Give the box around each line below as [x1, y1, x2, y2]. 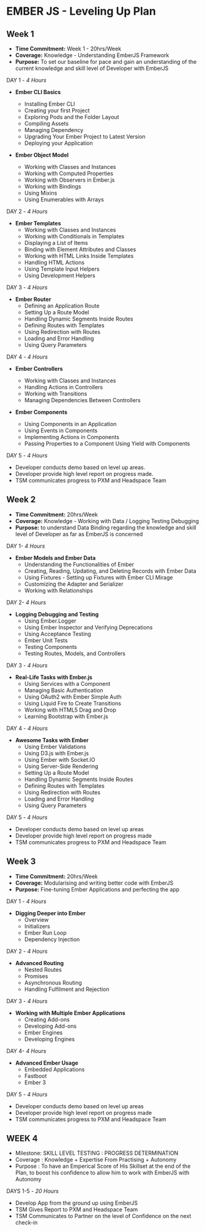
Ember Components [15, 408, 68, 416]
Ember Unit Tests [24, 637, 69, 644]
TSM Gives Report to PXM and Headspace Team [15, 1206, 138, 1213]
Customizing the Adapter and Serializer [24, 580, 124, 588]
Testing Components [24, 643, 78, 650]
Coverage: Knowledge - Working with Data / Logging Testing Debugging [15, 517, 199, 524]
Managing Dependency [24, 126, 84, 133]
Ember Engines [24, 1028, 63, 1036]
